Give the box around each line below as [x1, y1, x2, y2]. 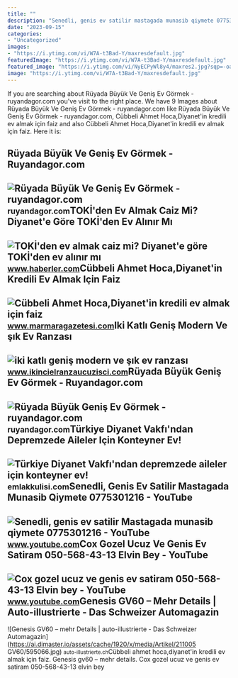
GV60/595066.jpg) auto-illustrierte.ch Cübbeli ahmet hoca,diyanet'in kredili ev [7, 648, 225, 656]
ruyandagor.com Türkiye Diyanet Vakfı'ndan [7, 423, 193, 435]
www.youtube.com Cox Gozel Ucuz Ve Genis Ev [7, 538, 207, 550]
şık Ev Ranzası [7, 330, 72, 343]
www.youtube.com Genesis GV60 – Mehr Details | [7, 595, 217, 607]
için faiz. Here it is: [7, 127, 62, 135]
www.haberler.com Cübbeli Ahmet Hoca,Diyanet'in [7, 262, 223, 274]
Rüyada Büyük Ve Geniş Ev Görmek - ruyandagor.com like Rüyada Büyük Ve [7, 104, 230, 113]
